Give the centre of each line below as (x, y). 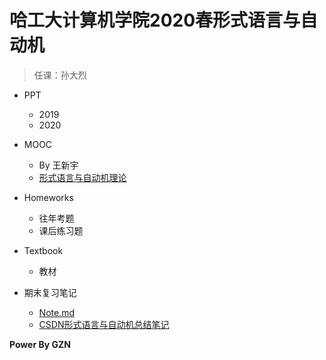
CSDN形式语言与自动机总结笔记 (104, 324)
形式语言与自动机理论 (82, 177)
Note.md (57, 312)
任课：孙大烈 (60, 75)
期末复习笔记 (50, 292)
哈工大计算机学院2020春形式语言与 (155, 20)
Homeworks (48, 197)
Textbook (43, 250)
